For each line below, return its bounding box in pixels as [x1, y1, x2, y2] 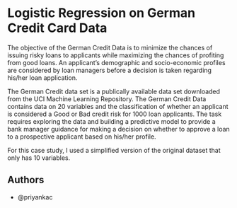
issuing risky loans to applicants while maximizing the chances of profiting [7, 51, 224, 59]
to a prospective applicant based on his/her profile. [7, 132, 157, 141]
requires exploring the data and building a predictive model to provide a [7, 117, 216, 125]
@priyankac [17, 192, 53, 201]
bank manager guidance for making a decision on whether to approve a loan [7, 125, 230, 133]
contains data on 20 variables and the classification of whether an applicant [7, 102, 229, 110]
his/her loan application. [7, 73, 78, 82]
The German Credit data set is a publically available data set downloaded [7, 87, 221, 96]
